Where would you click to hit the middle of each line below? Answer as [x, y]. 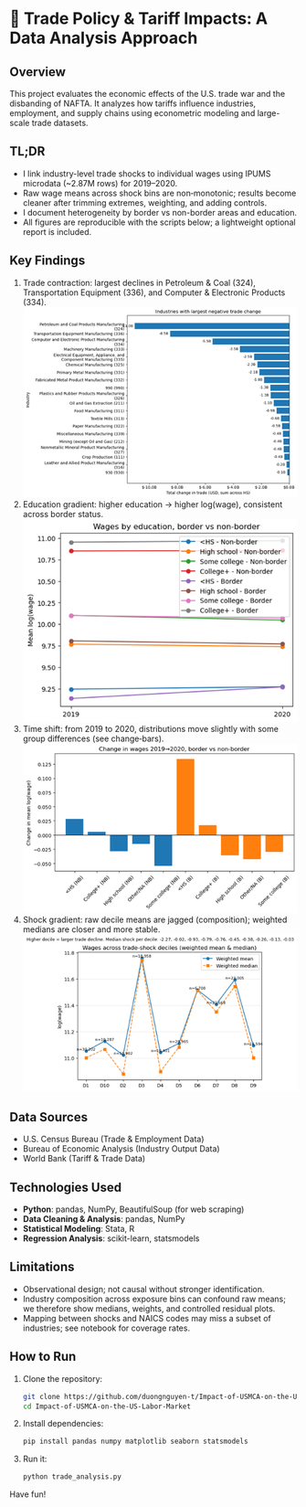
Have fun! [28, 1494]
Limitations [42, 1267]
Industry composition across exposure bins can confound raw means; [154, 1299]
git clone [42, 1396]
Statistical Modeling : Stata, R [79, 1229]
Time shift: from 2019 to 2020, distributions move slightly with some [150, 728]
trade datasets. [60, 123]
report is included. [57, 231]
